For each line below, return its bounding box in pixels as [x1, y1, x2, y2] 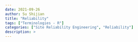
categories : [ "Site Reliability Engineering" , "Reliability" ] [5, 25, 134, 30]
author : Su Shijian [5, 12, 45, 16]
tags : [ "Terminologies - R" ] [5, 20, 64, 26]
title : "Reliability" [5, 16, 49, 21]
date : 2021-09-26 [5, 7, 40, 12]
